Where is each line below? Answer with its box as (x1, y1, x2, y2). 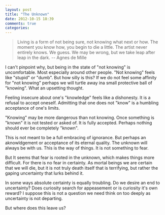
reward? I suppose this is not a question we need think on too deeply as (5, 190, 151, 196)
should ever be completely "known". (5, 125, 79, 131)
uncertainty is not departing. (5, 195, 63, 202)
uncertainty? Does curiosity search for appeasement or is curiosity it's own (5, 185, 158, 191)
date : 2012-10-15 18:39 (5, 16, 54, 21)
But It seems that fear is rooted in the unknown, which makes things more (5, 154, 155, 160)
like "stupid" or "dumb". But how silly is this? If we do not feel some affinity (5, 75, 157, 81)
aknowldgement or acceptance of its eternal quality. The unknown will (5, 140, 148, 146)
